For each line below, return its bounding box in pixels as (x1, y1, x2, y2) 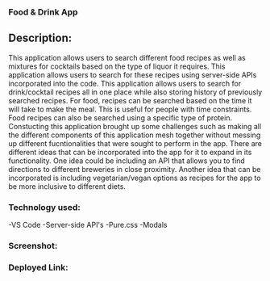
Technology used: (8, 201, 81, 212)
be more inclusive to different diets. (8, 181, 127, 191)
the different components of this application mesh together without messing (8, 130, 261, 140)
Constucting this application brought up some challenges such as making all (8, 121, 262, 131)
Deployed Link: (8, 262, 69, 273)
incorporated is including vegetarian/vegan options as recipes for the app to (8, 173, 261, 182)
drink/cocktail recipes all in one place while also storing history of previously (8, 87, 263, 97)
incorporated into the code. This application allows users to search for (8, 78, 242, 88)
